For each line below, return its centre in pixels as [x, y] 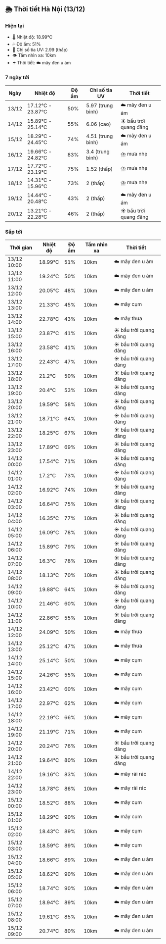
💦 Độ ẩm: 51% [26, 44]
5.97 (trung [100, 105]
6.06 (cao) [99, 124]
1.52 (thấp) [99, 169]
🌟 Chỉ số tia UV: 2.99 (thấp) [40, 50]
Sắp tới [14, 232]
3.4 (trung [98, 151]
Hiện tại [15, 26]
